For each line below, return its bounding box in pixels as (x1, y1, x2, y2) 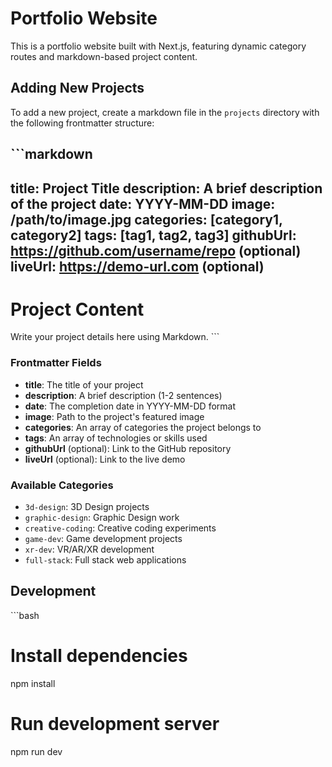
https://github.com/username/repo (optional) (10, 242, 302, 259)
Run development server (10, 713, 220, 735)
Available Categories (10, 478, 114, 492)
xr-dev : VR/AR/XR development (24, 543, 155, 556)
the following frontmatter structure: (10, 117, 155, 129)
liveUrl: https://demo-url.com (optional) (10, 258, 265, 275)
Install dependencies (10, 645, 188, 667)
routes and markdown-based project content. (10, 50, 198, 62)
